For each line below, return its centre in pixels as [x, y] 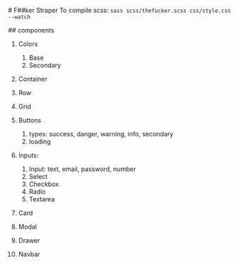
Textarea [42, 199]
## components [31, 30]
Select [38, 176]
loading [40, 142]
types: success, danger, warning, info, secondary [101, 134]
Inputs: [28, 155]
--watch [19, 17]
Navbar [29, 254]
